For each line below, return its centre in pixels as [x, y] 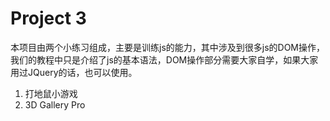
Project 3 [48, 18]
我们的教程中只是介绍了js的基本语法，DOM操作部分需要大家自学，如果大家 [164, 59]
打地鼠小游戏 [51, 93]
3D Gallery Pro [55, 104]
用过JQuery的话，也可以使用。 [74, 72]
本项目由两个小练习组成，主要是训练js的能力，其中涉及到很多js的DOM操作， [168, 47]
